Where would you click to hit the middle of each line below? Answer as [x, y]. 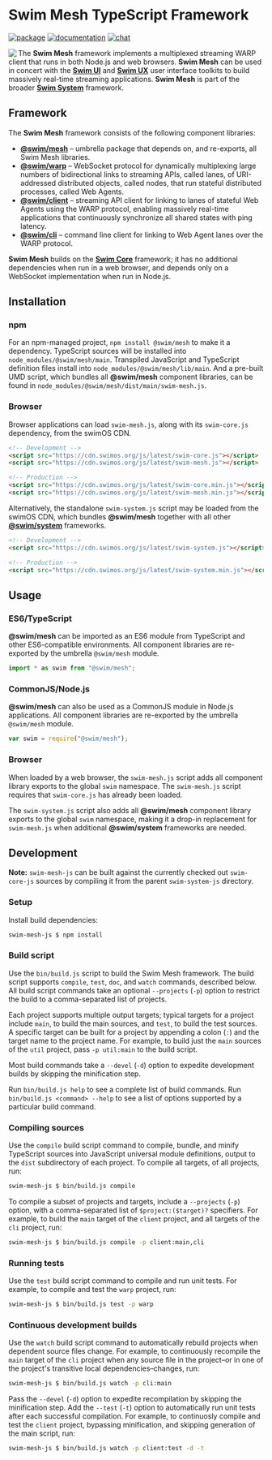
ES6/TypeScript [40, 618]
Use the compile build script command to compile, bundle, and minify [124, 1145]
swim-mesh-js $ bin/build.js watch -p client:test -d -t [106, 1449]
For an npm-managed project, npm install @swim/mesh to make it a [119, 342]
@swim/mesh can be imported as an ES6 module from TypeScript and [127, 636]
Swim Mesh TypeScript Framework [129, 15]
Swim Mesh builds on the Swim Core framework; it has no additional [123, 259]
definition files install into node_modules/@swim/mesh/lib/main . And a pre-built [136, 368]
